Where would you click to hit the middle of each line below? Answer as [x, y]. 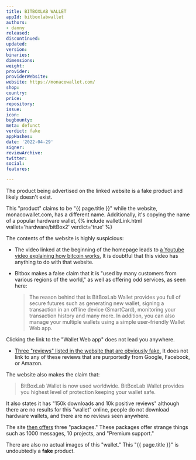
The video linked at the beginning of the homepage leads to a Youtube [99, 250]
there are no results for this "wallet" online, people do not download [88, 409]
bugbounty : [19, 120]
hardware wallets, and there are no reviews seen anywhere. [78, 416]
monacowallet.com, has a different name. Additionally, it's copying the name [98, 215]
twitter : [17, 158]
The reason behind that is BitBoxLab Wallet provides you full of [105, 297]
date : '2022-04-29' [30, 142]
